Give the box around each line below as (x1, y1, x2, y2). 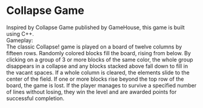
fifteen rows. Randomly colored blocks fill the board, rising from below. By (6, 49, 191, 56)
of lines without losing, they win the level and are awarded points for (6, 88, 177, 95)
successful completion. (6, 95, 65, 102)
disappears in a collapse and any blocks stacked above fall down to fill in (6, 62, 188, 70)
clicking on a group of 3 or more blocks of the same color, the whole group (6, 56, 193, 63)
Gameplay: (6, 36, 33, 44)
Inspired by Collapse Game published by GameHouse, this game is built (6, 24, 185, 31)
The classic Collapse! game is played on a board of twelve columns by (6, 43, 182, 50)
